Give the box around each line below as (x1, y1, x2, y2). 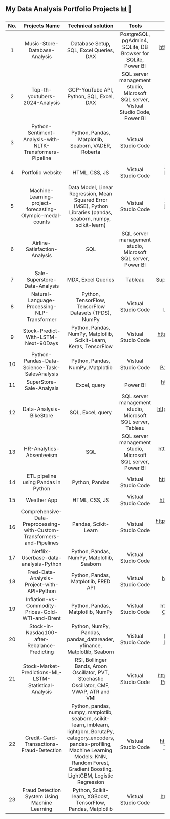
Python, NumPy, (71, 623, 110, 630)
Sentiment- (27, 129, 56, 136)
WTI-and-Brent (22, 614, 61, 621)
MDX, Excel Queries (67, 276, 115, 283)
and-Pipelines (24, 539, 59, 547)
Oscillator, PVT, (72, 669, 110, 676)
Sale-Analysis (24, 384, 59, 391)
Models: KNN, (74, 753, 107, 760)
